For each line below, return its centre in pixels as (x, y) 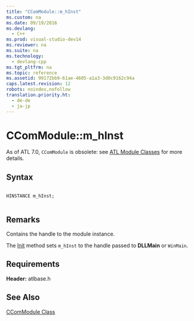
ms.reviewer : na (26, 45)
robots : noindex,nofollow (38, 89)
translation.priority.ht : (38, 95)
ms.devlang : (21, 28)
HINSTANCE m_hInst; (30, 196)
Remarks (23, 219)
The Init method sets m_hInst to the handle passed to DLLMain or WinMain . (97, 246)
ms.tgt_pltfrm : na (29, 67)
